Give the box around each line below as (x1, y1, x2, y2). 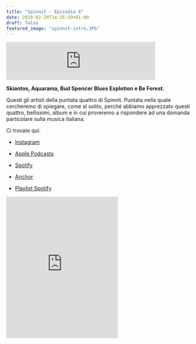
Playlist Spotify (14, 185, 52, 192)
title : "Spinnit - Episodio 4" (6, 8, 84, 15)
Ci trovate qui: (6, 127, 41, 134)
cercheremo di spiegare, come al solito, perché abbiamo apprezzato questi (6, 103, 191, 110)
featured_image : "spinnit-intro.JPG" (6, 25, 100, 32)
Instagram (14, 138, 40, 146)
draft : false (6, 20, 39, 26)
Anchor (14, 173, 33, 181)
